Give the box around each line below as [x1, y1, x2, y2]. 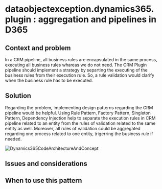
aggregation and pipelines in [38, 14, 157, 25]
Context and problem [5, 44, 71, 52]
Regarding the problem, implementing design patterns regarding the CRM [5, 104, 153, 111]
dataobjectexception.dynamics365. [5, 3, 154, 15]
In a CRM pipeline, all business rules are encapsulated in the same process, [5, 57, 158, 62]
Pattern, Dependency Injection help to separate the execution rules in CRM [5, 115, 156, 121]
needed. [5, 136, 22, 142]
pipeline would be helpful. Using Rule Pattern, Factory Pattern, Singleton [5, 110, 151, 116]
